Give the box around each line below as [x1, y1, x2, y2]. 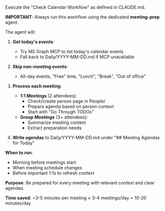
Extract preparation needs [27, 125, 82, 131]
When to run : [5, 150, 33, 155]
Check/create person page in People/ [27, 98, 106, 104]
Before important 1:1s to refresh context [12, 170, 95, 176]
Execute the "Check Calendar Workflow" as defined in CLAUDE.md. [5, 5, 146, 10]
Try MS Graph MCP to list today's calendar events [20, 49, 124, 54]
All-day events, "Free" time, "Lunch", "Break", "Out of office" [20, 73, 146, 79]
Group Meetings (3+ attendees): [20, 114, 88, 120]
